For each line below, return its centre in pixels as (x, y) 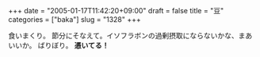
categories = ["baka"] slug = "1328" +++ (75, 20)
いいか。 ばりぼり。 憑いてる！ (59, 45)
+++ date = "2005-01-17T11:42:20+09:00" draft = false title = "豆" (116, 11)
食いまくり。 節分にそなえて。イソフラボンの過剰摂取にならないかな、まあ (130, 36)
